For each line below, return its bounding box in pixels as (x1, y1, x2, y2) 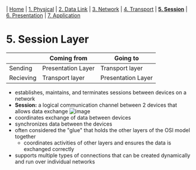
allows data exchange (14, 107, 68, 115)
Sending (9, 64, 33, 72)
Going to (114, 54, 139, 62)
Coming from (49, 54, 88, 62)
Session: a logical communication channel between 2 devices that (14, 101, 178, 108)
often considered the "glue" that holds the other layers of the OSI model (14, 126, 191, 133)
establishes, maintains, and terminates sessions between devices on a (14, 89, 187, 96)
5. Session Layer (6, 33, 89, 46)
